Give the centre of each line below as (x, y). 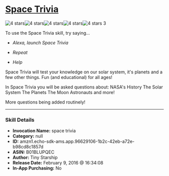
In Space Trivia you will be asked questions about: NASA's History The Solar (84, 87)
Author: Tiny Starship (35, 157)
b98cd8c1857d (28, 147)
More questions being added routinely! (45, 102)
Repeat (20, 52)
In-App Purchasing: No (37, 168)
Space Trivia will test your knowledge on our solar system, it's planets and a (84, 72)
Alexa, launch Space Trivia (40, 42)
